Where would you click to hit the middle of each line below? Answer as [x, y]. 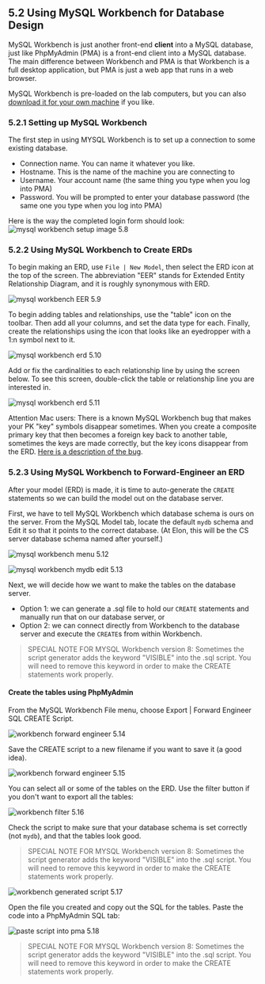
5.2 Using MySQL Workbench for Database [116, 13]
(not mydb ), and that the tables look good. [75, 836]
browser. [23, 78]
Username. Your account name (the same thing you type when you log [135, 181]
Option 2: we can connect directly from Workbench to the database [129, 625]
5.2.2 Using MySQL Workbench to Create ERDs [100, 250]
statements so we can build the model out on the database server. [116, 498]
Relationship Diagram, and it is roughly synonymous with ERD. [109, 284]
